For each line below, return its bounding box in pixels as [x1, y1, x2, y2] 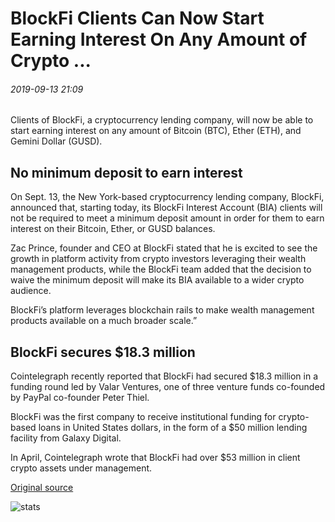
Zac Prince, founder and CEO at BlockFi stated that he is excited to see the [10, 242, 318, 254]
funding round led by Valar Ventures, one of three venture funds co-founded [10, 381, 326, 393]
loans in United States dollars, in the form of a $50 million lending [38, 422, 308, 434]
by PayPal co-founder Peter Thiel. [10, 392, 150, 404]
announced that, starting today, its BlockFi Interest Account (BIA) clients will [10, 202, 323, 214]
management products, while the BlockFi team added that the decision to [10, 263, 312, 276]
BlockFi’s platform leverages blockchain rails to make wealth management [10, 304, 315, 316]
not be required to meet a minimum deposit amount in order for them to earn [10, 212, 325, 224]
